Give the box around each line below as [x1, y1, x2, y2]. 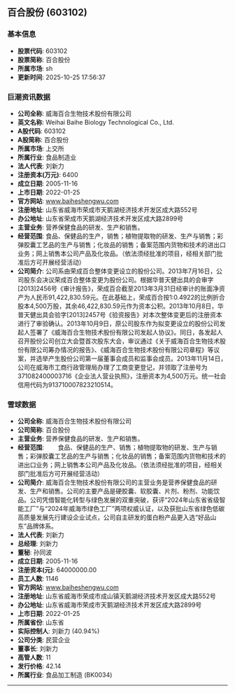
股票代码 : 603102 [17, 46, 68, 55]
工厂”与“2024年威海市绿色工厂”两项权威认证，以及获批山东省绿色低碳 [23, 505, 225, 513]
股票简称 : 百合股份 [17, 55, 71, 64]
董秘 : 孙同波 [17, 548, 52, 556]
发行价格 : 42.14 [17, 662, 62, 671]
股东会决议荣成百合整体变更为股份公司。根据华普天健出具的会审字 [23, 275, 214, 283]
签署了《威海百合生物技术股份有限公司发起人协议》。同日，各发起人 [29, 328, 223, 336]
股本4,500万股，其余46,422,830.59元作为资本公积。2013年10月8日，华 [17, 302, 224, 310]
